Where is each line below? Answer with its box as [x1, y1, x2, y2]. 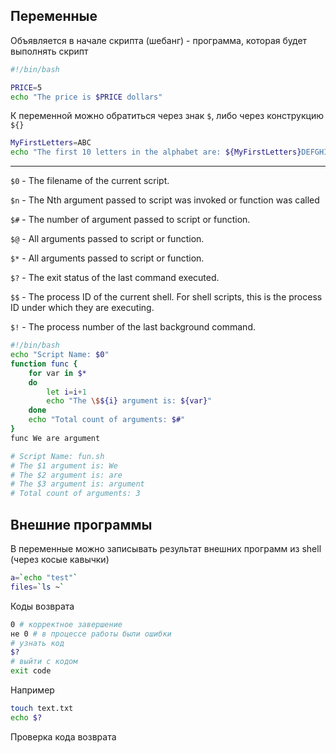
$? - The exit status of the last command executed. [10, 272, 220, 284]
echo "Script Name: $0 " [10, 350, 110, 360]
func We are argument [10, 433, 101, 443]
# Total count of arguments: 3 [10, 489, 141, 499]
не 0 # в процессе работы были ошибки [10, 629, 172, 639]
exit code [10, 666, 52, 676]
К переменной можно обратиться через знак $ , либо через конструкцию [10, 110, 324, 122]
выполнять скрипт [10, 45, 89, 57]
